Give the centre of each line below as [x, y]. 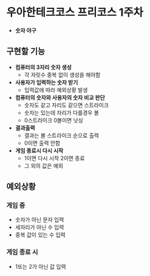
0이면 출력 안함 [42, 143]
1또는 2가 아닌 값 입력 [40, 266]
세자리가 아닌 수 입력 [39, 227]
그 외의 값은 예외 [44, 166]
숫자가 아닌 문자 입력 [39, 220]
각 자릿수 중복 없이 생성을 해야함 [62, 75]
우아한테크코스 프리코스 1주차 [75, 12]
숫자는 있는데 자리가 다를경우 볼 [61, 112]
